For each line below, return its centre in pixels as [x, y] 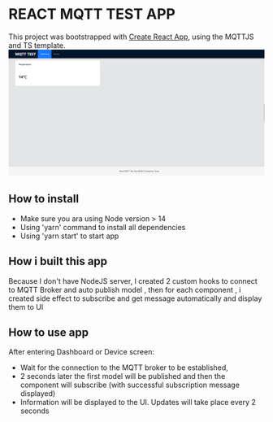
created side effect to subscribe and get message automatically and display [135, 298]
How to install [44, 199]
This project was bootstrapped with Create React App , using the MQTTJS [131, 37]
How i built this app [58, 261]
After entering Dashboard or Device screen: [81, 352]
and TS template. [37, 45]
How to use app [49, 333]
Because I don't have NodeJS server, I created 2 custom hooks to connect [133, 281]
